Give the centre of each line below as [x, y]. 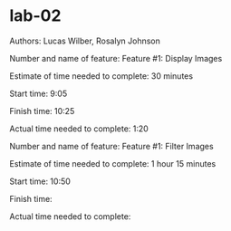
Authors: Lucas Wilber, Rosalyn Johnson [85, 41]
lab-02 [35, 16]
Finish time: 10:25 [42, 111]
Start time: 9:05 [38, 93]
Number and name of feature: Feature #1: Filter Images [112, 146]
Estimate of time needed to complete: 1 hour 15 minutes [113, 163]
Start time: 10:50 [40, 181]
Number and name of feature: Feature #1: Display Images [116, 58]
